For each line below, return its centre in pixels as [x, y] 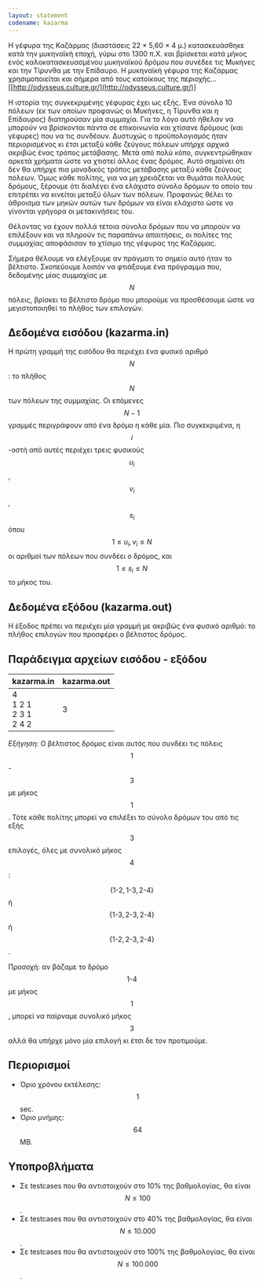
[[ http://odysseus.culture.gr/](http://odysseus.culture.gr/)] [102, 87]
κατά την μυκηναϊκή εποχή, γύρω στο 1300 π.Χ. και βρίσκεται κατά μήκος [128, 54]
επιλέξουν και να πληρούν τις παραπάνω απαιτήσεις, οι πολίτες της [121, 235]
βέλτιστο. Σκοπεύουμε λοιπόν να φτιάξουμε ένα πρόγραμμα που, [115, 266]
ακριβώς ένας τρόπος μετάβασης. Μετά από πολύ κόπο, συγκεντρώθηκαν [130, 152]
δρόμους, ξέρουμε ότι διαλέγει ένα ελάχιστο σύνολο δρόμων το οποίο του [130, 186]
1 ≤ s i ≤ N [132, 569]
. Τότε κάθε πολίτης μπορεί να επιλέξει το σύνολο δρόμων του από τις [124, 817]
